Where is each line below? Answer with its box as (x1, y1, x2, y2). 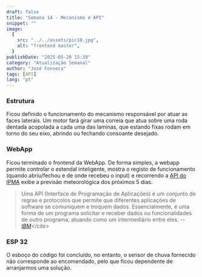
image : (6, 26, 23, 32)
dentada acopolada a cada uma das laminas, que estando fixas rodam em (6, 123, 191, 131)
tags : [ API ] (6, 71, 36, 77)
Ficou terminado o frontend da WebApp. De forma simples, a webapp (6, 159, 180, 166)
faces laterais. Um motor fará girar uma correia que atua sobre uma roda (6, 117, 188, 125)
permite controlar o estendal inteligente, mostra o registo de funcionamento (6, 165, 195, 173)
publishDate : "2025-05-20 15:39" (6, 54, 91, 60)
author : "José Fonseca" (6, 65, 67, 72)
